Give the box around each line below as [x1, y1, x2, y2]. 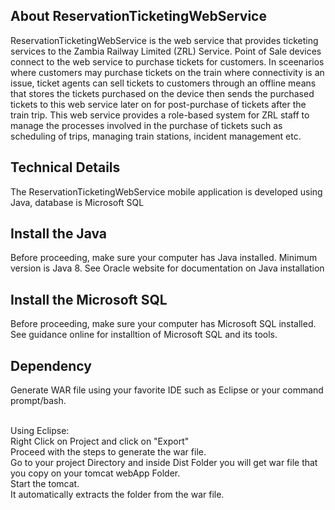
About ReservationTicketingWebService [10, 8, 267, 25]
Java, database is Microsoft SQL [10, 196, 145, 208]
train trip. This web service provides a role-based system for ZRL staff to [10, 109, 310, 121]
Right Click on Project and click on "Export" [10, 435, 190, 448]
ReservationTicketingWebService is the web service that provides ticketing [10, 34, 319, 46]
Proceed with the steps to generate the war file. [10, 446, 207, 458]
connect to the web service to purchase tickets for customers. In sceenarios [10, 55, 325, 68]
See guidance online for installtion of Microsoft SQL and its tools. [10, 329, 278, 341]
